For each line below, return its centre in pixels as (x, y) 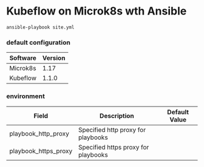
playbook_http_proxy (39, 133)
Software (23, 58)
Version (54, 58)
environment (26, 96)
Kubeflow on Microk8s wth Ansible (97, 11)
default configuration (39, 42)
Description (117, 116)
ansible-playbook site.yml (40, 27)
